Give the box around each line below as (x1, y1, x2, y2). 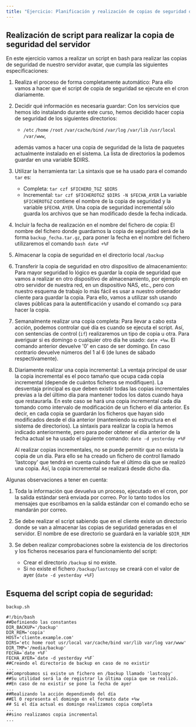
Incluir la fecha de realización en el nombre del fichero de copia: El (14, 221, 175, 228)
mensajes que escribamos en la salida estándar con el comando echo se (14, 500, 190, 507)
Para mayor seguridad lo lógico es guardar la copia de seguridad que (14, 269, 181, 276)
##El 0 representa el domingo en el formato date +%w (6, 697, 140, 702)
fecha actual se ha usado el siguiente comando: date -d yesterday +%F (14, 435, 186, 442)
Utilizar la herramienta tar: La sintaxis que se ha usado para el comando (14, 168, 187, 175)
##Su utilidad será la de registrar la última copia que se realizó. (6, 676, 179, 682)
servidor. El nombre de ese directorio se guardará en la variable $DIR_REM (14, 530, 190, 537)
